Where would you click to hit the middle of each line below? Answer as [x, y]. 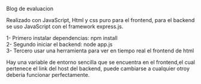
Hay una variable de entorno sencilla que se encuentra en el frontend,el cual [100, 62]
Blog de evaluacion [30, 9]
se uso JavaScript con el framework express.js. [65, 27]
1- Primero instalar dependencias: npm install [62, 38]
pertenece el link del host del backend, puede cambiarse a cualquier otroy [98, 69]
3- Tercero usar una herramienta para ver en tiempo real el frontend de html [100, 51]
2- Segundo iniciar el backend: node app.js [59, 44]
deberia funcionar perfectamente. [48, 75]
